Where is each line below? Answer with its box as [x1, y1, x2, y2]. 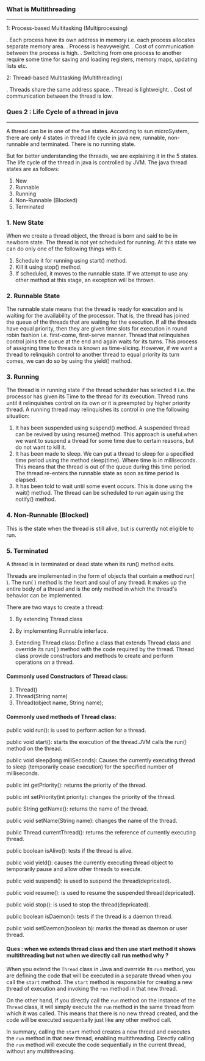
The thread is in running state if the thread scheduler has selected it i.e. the [6, 387, 195, 394]
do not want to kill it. [15, 443, 67, 451]
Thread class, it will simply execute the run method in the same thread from [6, 1003, 194, 1010]
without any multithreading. [6, 1047, 75, 1055]
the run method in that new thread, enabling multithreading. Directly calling [6, 1034, 195, 1041]
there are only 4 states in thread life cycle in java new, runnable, [6, 134, 167, 141]
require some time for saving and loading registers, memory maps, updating [6, 56, 198, 63]
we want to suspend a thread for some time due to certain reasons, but [15, 437, 194, 445]
